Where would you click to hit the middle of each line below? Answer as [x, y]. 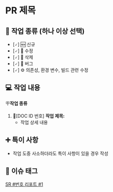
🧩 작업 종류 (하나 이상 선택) [45, 31]
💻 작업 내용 [23, 88]
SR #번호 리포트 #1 [24, 184]
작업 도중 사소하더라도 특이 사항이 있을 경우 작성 [60, 153]
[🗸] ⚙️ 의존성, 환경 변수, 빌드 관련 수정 [50, 70]
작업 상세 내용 [34, 122]
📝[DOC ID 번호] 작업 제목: [39, 116]
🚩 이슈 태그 [22, 171]
